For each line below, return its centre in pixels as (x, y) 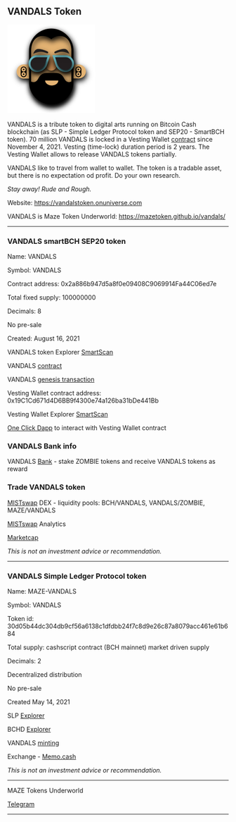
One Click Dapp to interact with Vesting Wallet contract (87, 428)
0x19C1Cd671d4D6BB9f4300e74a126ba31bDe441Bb (83, 400)
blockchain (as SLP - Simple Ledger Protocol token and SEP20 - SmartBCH (116, 131)
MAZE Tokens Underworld (45, 790)
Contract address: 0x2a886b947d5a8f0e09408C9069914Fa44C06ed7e (112, 284)
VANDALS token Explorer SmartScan (60, 352)
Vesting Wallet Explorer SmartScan (58, 415)
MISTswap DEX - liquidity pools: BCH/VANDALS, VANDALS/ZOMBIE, (106, 503)
